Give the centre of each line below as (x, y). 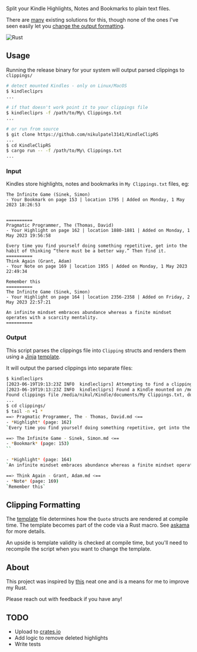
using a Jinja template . (33, 356)
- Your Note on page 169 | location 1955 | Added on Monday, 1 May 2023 (97, 267)
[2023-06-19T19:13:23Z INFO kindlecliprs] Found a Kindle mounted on (94, 390)
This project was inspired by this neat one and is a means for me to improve (98, 582)
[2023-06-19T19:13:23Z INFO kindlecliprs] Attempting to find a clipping (99, 384)
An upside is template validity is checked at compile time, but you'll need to (97, 543)
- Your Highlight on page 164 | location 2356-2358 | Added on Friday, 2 (98, 297)
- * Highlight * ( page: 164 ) (39, 460)
